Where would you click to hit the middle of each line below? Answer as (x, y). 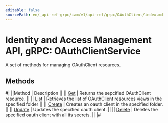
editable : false (22, 10)
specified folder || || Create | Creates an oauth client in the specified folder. (84, 104)
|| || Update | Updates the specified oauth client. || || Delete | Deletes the (82, 110)
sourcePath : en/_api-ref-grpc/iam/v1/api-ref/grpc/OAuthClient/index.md (84, 15)
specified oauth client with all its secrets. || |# (53, 115)
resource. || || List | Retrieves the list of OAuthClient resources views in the (84, 99)
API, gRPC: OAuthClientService (73, 51)
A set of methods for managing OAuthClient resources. (63, 65)
